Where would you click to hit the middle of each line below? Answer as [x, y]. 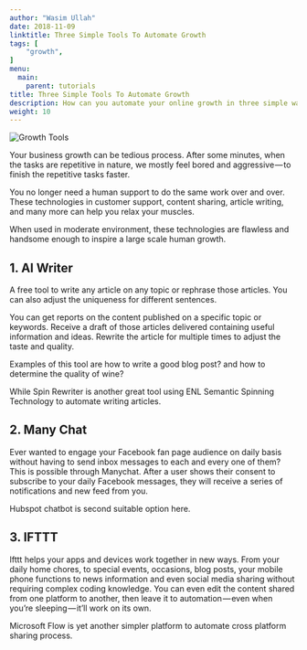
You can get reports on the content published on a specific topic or [136, 317]
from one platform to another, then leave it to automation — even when [141, 598]
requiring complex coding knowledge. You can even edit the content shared [152, 588]
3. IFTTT [34, 537]
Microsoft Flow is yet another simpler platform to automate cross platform [148, 625]
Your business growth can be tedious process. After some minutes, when [148, 155]
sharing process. [41, 635]
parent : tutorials [61, 86]
